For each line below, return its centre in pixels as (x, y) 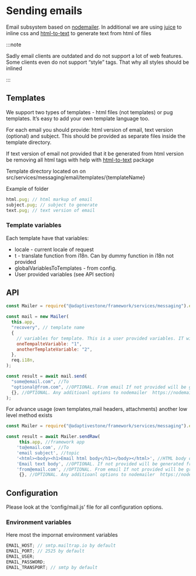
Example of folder (27, 188)
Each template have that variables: (48, 238)
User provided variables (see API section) (64, 274)
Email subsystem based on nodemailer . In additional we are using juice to (94, 27)
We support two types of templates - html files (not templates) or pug (90, 112)
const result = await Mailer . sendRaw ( (53, 437)
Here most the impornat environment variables (62, 535)
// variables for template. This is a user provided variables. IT (100, 338)
